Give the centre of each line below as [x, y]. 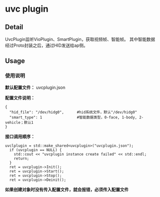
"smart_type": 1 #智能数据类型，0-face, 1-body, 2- [77, 117]
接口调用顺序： [20, 136]
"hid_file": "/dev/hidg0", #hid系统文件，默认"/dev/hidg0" [73, 112]
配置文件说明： [20, 98]
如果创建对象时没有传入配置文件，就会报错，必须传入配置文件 [67, 189]
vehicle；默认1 [19, 122]
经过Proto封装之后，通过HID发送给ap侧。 [46, 45]
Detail [14, 27]
